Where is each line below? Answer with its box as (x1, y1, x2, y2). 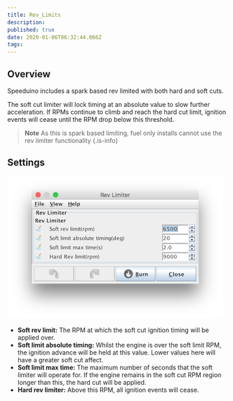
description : (7, 18, 46, 26)
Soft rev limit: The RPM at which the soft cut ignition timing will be (17, 326, 209, 334)
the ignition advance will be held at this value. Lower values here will (17, 348, 216, 357)
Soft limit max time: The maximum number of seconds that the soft (17, 363, 213, 371)
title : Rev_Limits (7, 11, 61, 18)
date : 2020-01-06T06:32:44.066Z (7, 34, 102, 41)
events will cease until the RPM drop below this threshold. (7, 115, 175, 123)
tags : (7, 41, 23, 49)
